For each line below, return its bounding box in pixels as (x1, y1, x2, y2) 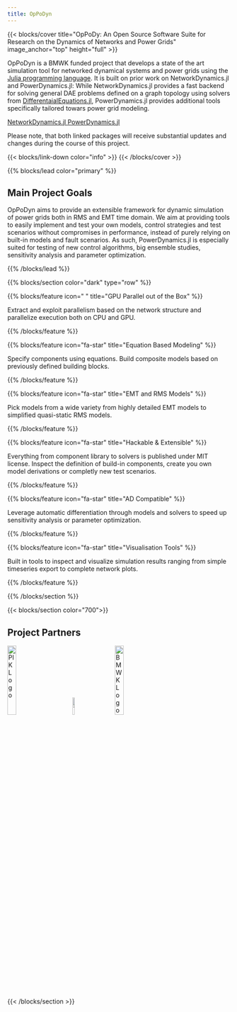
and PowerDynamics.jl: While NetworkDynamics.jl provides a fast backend (7, 81, 225, 89)
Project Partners (7, 626, 81, 638)
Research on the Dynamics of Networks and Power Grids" (7, 37, 177, 46)
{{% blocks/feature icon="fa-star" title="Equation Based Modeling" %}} (7, 341, 216, 350)
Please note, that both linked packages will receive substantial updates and (7, 131, 227, 140)
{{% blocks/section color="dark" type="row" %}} (7, 278, 152, 287)
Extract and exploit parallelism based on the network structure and (7, 306, 202, 314)
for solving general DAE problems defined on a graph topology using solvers (7, 89, 231, 97)
